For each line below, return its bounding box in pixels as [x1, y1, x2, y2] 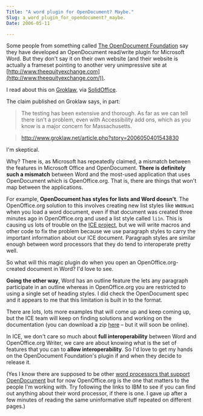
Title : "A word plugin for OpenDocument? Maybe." [6, 9, 135, 15]
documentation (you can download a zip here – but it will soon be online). [6, 321, 189, 329]
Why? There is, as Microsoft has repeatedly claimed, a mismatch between [6, 158, 191, 165]
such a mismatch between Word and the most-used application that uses [6, 171, 191, 178]
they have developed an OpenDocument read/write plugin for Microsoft [6, 49, 185, 56]
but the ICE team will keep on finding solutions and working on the [6, 315, 172, 322]
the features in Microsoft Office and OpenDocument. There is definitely [6, 165, 186, 172]
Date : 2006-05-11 [6, 20, 50, 26]
